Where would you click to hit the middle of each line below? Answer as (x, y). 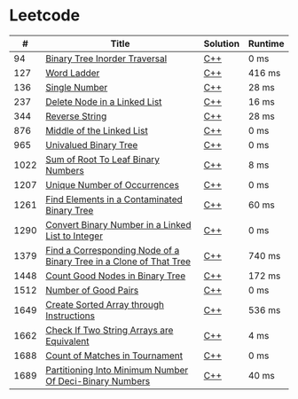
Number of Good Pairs (92, 290)
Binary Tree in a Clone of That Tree (118, 261)
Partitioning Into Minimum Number (117, 370)
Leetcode (45, 16)
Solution (222, 43)
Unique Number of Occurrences (113, 184)
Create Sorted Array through (105, 304)
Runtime (266, 43)
